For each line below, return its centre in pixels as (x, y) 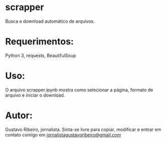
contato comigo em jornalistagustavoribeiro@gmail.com (63, 134)
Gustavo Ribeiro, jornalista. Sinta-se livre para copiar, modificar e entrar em (83, 129)
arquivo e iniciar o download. (35, 95)
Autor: (19, 115)
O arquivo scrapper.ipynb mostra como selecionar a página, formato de (79, 90)
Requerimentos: (39, 42)
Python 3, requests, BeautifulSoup (41, 55)
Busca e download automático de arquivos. (50, 21)
